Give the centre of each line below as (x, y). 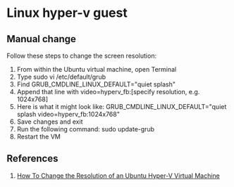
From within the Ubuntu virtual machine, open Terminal (97, 69)
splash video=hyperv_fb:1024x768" (68, 114)
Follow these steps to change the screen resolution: (81, 56)
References (32, 159)
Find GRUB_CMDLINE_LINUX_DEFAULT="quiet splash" (96, 84)
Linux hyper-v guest (67, 13)
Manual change (42, 39)
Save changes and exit (50, 122)
